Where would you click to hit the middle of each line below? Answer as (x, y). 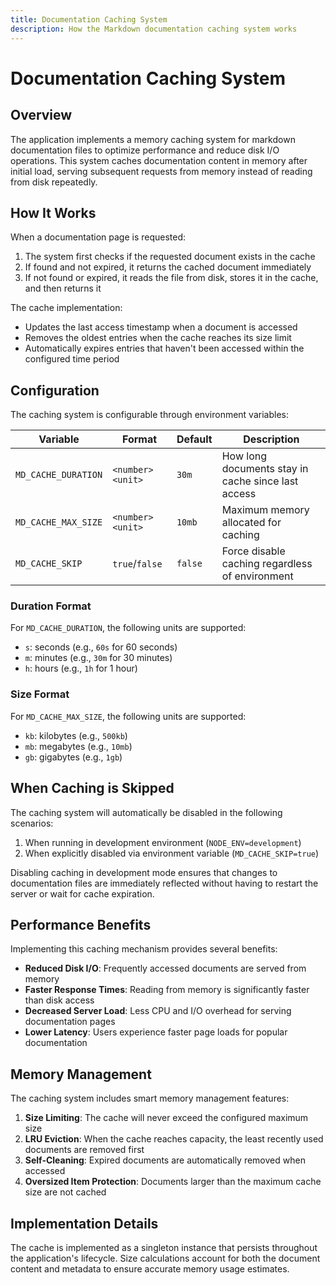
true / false (137, 564)
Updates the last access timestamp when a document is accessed (161, 327)
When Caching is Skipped (92, 788)
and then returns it (63, 288)
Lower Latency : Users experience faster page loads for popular (156, 1032)
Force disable (253, 551)
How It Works (53, 212)
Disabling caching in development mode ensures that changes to (144, 872)
